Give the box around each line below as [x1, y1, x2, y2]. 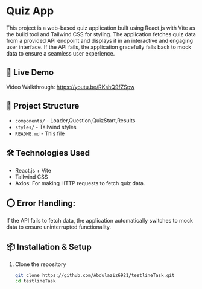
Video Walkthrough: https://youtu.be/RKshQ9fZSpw [6, 83, 135, 91]
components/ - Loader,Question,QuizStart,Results [14, 116, 136, 124]
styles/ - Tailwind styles [14, 123, 77, 130]
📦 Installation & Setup [6, 241, 92, 252]
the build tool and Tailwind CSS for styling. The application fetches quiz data [6, 30, 196, 37]
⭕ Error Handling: [6, 198, 76, 208]
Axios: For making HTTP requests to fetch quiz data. [14, 180, 145, 187]
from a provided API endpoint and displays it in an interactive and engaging [6, 37, 194, 44]
